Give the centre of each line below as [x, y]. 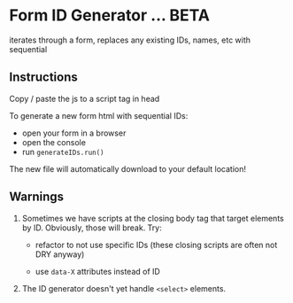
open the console [54, 142]
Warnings [37, 197]
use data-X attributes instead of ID [98, 271]
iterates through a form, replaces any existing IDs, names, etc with [130, 40]
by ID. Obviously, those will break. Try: [92, 228]
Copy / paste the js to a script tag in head [85, 98]
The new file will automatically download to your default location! [127, 168]
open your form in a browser [74, 133]
